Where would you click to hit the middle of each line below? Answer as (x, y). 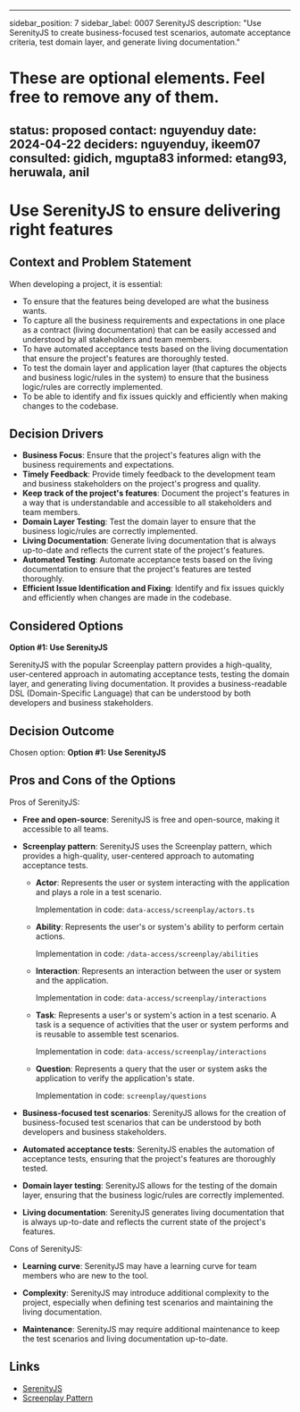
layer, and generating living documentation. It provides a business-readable (148, 684)
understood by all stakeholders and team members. (117, 339)
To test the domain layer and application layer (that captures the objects (154, 368)
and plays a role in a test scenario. (99, 892)
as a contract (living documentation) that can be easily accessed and (149, 330)
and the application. (72, 980)
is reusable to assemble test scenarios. (107, 1034)
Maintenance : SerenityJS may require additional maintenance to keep (151, 1329)
